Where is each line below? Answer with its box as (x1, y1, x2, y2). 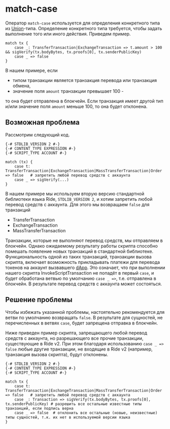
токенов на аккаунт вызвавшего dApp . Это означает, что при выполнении (5, 264, 165, 271)
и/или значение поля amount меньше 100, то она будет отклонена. (5, 103, 148, 110)
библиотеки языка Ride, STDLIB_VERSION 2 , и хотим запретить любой (5, 196, 153, 202)
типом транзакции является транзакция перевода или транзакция (12, 77, 157, 83)
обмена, (12, 83, 31, 89)
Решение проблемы (5, 296, 73, 304)
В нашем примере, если (5, 67, 58, 73)
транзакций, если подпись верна (5, 406, 74, 411)
